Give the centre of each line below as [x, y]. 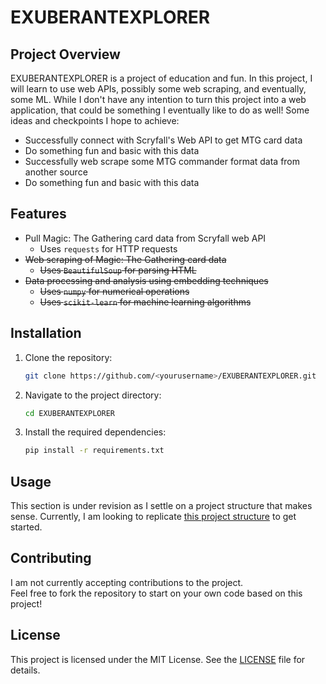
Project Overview [65, 54]
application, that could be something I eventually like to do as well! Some [160, 110]
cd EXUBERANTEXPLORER [69, 413]
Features [38, 214]
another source [56, 172]
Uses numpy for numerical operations [114, 291]
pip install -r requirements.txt [94, 451]
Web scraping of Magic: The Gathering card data [125, 259]
